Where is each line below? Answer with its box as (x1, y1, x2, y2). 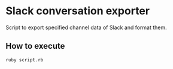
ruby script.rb (5, 57, 44, 63)
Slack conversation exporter (5, 4, 150, 18)
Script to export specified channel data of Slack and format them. (5, 24, 167, 31)
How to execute (5, 41, 65, 51)
